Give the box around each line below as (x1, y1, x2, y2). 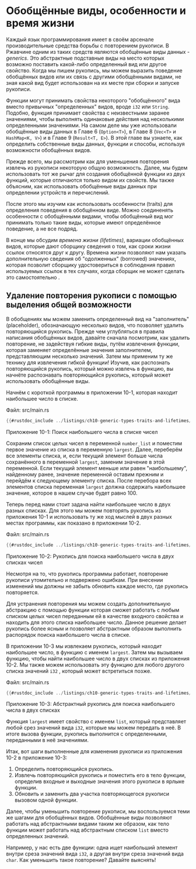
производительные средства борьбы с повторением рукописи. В (6, 42, 169, 49)
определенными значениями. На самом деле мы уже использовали (6, 122, 177, 129)
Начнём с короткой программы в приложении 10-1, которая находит (6, 389, 178, 396)
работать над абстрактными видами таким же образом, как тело (6, 820, 170, 827)
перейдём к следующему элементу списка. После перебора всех (6, 477, 171, 484)
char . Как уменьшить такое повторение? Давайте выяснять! (6, 857, 156, 864)
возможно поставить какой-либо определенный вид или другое (6, 60, 167, 68)
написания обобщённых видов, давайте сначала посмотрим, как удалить (6, 334, 190, 341)
